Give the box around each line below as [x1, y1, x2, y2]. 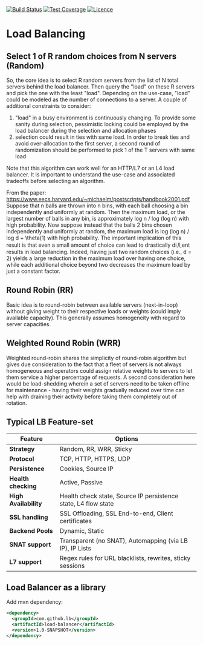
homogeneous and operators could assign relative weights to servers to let [6, 367, 193, 374]
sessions [59, 561, 85, 570]
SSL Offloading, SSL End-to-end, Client [59, 509, 173, 518]
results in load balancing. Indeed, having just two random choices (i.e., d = [6, 249, 192, 255]
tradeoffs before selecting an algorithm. [6, 178, 105, 184]
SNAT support [9, 540, 51, 549]
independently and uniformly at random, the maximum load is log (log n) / [6, 228, 189, 235]
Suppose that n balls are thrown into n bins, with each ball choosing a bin [6, 202, 188, 209]
